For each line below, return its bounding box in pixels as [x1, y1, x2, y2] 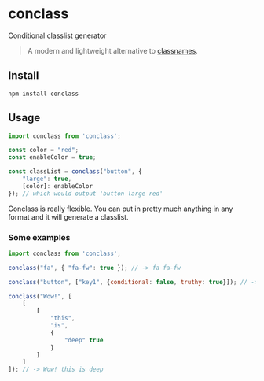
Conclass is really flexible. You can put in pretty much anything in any [8, 204, 233, 213]
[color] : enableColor [22, 182, 93, 190]
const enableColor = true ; [8, 154, 97, 161]
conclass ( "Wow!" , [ [8, 292, 72, 300]
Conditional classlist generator [8, 31, 107, 40]
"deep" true [64, 336, 104, 344]
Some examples [8, 231, 71, 242]
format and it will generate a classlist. [8, 212, 129, 221]
